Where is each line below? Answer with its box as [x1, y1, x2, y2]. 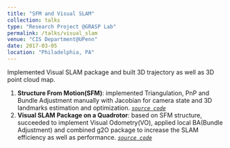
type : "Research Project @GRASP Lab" [7, 23, 117, 30]
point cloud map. [7, 75, 56, 83]
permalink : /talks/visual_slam [7, 29, 98, 37]
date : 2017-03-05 [7, 42, 58, 49]
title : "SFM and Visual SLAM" [7, 10, 95, 17]
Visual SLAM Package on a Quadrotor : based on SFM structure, [17, 110, 203, 119]
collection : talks [7, 17, 60, 24]
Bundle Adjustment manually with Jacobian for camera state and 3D [17, 96, 213, 104]
